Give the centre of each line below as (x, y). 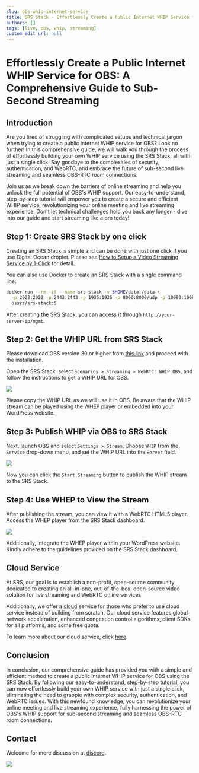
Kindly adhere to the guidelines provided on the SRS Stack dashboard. (92, 549)
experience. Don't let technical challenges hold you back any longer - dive (97, 212)
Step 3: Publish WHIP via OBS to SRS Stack (87, 432)
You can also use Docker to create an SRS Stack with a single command (94, 275)
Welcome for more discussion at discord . (56, 753)
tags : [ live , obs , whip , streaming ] (51, 28)
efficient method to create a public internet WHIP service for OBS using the (98, 676)
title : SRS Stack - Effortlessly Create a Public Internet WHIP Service (98, 17)
